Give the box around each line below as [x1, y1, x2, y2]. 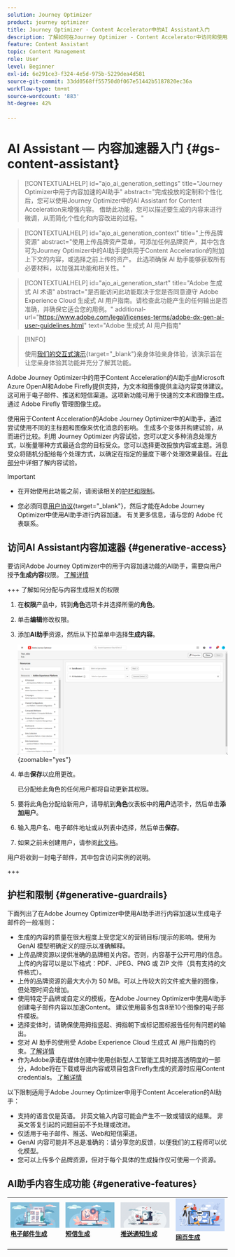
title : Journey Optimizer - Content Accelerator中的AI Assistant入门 [7, 26, 210, 33]
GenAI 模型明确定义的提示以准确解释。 [17, 942, 129, 950]
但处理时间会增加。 [17, 985, 73, 993]
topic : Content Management [7, 48, 86, 55]
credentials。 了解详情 [17, 1073, 83, 1081]
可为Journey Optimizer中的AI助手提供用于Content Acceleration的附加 [24, 246, 225, 254]
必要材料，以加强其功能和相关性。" [24, 264, 126, 272]
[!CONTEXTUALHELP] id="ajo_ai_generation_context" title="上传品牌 [24, 229, 223, 237]
